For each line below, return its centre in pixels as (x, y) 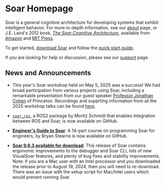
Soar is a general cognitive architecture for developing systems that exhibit (82, 22)
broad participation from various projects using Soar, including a (78, 90)
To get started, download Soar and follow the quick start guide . (70, 48)
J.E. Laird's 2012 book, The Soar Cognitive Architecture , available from (78, 33)
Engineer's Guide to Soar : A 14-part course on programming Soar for (83, 130)
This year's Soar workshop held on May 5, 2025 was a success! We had (86, 85)
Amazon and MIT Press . (30, 38)
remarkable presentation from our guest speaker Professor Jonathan (83, 95)
